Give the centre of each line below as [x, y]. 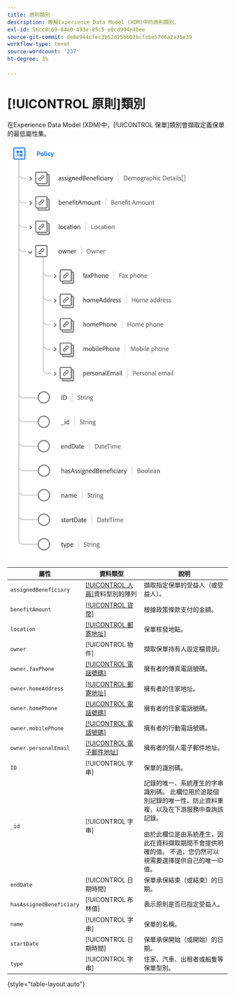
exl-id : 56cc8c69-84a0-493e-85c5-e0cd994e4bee [76, 29]
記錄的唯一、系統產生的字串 [184, 782]
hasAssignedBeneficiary [45, 904]
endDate [21, 885]
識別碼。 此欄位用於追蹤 [178, 792]
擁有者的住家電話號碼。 [178, 708]
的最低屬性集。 [29, 134]
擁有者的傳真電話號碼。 [178, 668]
